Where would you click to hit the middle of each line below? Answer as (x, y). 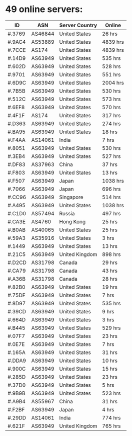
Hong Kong (72, 221)
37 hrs (110, 164)
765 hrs (111, 426)
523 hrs (111, 393)
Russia (67, 213)
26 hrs (110, 34)
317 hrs (111, 115)
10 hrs (110, 361)
